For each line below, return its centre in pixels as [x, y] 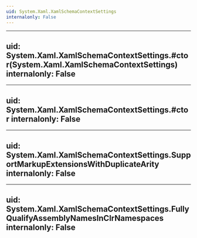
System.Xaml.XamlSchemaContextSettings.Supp [98, 155]
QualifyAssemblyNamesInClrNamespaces [85, 218]
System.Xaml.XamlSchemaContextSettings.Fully [98, 209]
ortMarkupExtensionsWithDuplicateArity [83, 164]
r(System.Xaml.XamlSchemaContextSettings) [92, 64]
